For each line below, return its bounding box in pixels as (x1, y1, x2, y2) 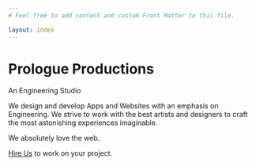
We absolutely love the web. (8, 134, 100, 143)
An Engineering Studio (8, 86, 81, 96)
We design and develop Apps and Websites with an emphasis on (8, 101, 219, 111)
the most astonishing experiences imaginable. (8, 118, 158, 127)
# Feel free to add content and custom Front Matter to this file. (8, 11, 235, 20)
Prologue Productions (8, 60, 154, 77)
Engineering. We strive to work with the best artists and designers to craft (8, 110, 248, 119)
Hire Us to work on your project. (8, 149, 113, 158)
